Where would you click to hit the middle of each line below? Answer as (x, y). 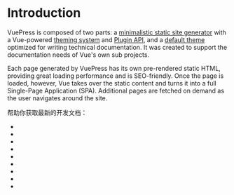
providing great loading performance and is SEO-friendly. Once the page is (116, 76)
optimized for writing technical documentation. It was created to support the (117, 47)
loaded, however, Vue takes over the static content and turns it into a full (112, 83)
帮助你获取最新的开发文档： (47, 112)
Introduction (44, 13)
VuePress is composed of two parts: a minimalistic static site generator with (117, 32)
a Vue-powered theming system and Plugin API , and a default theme (106, 39)
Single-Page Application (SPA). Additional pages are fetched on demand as (116, 90)
